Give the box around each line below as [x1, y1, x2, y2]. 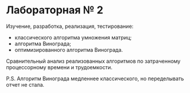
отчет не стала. [6, 81, 45, 88]
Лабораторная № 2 [6, 3, 103, 17]
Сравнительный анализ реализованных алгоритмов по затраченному [6, 58, 181, 65]
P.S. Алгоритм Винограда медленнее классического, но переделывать [6, 75, 184, 82]
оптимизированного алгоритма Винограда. [14, 46, 123, 53]
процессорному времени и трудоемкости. [6, 63, 113, 70]
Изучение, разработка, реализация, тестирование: [6, 23, 134, 30]
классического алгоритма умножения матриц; [14, 34, 132, 41]
